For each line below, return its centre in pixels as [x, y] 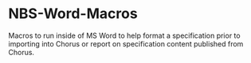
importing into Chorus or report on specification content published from [126, 43]
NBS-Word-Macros [73, 14]
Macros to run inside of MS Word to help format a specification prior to [124, 35]
